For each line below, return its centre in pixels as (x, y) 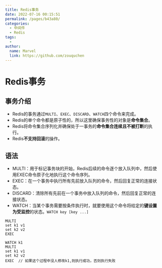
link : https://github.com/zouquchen (47, 56)
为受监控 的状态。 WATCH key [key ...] (50, 212)
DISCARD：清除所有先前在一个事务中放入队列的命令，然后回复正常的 (82, 193)
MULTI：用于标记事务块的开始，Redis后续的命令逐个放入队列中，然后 (82, 169)
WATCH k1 (14, 243)
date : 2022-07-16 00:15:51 (33, 14)
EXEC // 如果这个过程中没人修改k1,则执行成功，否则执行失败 (60, 261)
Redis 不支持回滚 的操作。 (37, 139)
